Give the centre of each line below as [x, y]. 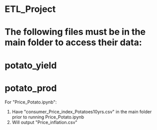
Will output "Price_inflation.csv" [45, 122]
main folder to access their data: [73, 43]
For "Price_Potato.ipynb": [31, 102]
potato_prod [31, 88]
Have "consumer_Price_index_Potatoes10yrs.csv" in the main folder [82, 112]
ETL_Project [30, 9]
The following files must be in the [75, 32]
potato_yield [31, 65]
